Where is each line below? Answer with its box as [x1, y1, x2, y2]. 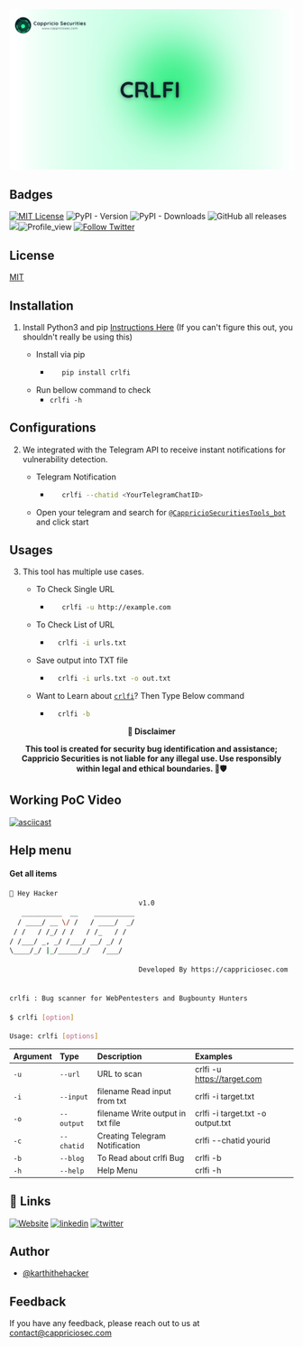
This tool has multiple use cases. [22, 566, 144, 577]
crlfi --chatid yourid [195, 1135, 271, 1146]
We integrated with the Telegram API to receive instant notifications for [22, 444, 286, 455]
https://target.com [195, 1073, 262, 1084]
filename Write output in [96, 1108, 187, 1119]
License [9, 247, 55, 263]
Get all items [9, 868, 58, 878]
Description [96, 1051, 142, 1062]
